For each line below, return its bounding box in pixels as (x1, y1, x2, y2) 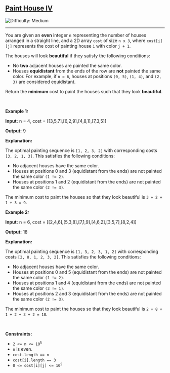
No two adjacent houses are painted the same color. (12, 62, 122, 68)
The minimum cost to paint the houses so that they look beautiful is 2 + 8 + (5, 306, 163, 312)
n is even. (12, 346, 33, 352)
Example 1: (5, 108, 29, 114)
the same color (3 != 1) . (12, 285, 65, 291)
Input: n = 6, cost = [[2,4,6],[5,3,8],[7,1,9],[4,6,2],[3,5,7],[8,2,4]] (5, 219, 137, 225)
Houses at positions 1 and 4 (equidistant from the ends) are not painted (12, 280, 161, 286)
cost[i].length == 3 (12, 357, 56, 363)
